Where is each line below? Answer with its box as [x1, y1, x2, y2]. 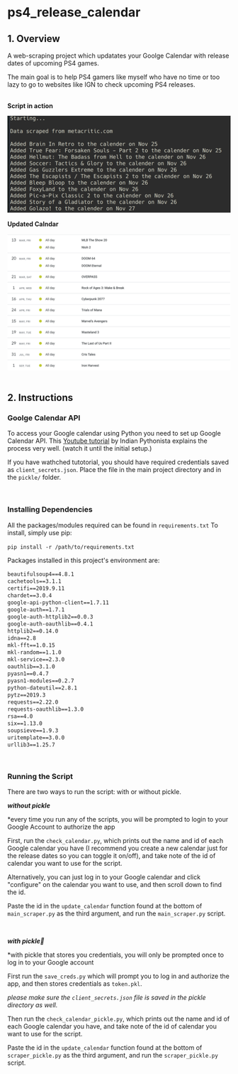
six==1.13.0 [7, 719, 42, 727]
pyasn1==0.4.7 [7, 670, 50, 677]
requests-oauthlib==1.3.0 [7, 705, 84, 713]
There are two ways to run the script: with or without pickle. [7, 787, 182, 796]
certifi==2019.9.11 [7, 584, 65, 592]
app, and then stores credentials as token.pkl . [7, 979, 143, 988]
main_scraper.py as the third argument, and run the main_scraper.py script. [7, 909, 226, 918]
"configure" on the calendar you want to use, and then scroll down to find [7, 880, 222, 888]
